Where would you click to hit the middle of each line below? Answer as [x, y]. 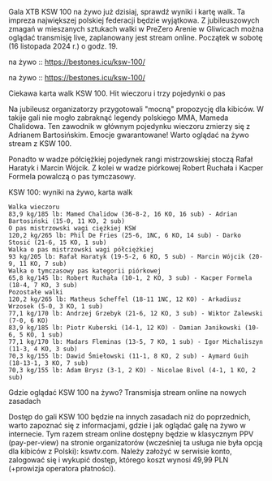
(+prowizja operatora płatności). [62, 468]
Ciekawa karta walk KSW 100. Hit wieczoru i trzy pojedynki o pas [117, 93]
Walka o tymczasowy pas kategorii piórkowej [85, 271]
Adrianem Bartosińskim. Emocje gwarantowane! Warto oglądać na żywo [129, 135]
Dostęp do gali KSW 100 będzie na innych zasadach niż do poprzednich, [130, 417]
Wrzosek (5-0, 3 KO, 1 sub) [56, 307]
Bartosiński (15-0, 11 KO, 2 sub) [67, 221]
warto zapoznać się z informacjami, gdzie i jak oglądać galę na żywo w [127, 425]
